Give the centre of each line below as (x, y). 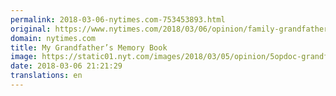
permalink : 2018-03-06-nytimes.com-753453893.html (118, 19)
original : (31, 29)
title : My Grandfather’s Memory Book (89, 47)
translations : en (46, 76)
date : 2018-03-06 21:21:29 (66, 66)
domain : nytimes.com (53, 38)
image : (24, 57)
